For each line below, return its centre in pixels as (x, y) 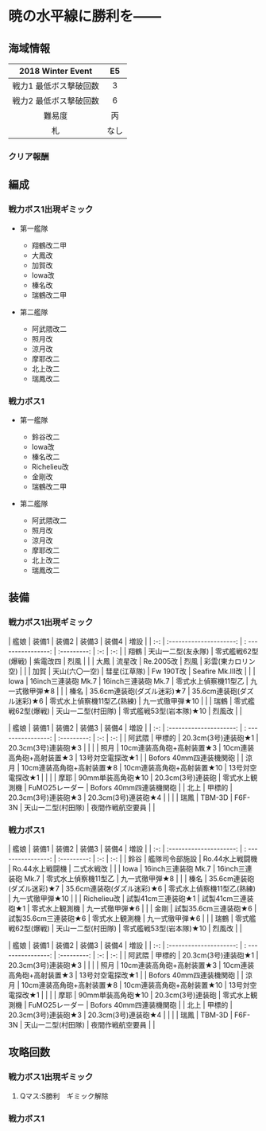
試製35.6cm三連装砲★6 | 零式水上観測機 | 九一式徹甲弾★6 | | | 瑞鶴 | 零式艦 (132, 918)
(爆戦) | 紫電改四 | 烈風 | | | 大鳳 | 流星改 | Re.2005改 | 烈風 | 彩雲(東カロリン (132, 661)
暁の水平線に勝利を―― (85, 16)
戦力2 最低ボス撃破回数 (56, 101)
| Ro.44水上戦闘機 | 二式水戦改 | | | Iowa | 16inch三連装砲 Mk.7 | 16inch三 (127, 868)
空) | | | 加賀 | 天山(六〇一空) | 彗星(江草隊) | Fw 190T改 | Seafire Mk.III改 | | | (132, 671)
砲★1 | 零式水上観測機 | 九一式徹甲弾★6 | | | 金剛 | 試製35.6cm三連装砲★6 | (133, 908)
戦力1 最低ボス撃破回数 (56, 86)
